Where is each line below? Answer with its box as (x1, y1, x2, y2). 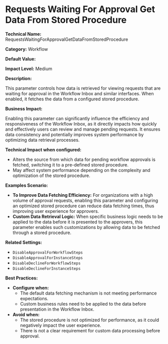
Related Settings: (5, 239, 42, 245)
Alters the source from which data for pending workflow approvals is (12, 156, 155, 162)
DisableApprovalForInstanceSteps (12, 255, 83, 260)
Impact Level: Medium (5, 66, 52, 72)
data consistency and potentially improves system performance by (5, 131, 144, 137)
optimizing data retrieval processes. (5, 137, 80, 143)
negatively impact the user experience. (20, 322, 101, 328)
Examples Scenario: (5, 182, 48, 188)
